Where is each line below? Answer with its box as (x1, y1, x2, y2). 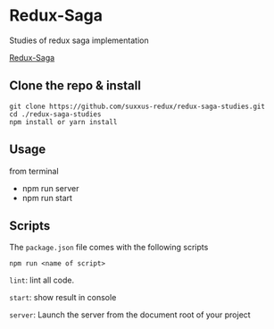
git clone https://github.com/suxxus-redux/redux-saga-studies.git (9, 102, 266, 111)
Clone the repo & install (9, 78, 141, 94)
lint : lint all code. (9, 274, 74, 286)
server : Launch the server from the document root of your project (9, 309, 252, 320)
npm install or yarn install (9, 117, 118, 126)
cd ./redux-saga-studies (9, 109, 102, 119)
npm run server (21, 182, 79, 193)
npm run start (21, 192, 73, 203)
